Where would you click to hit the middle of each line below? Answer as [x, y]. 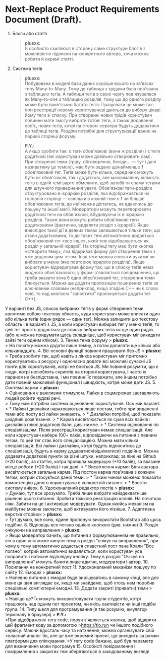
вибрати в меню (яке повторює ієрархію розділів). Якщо [84, 262]
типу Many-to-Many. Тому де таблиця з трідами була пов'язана [91, 88]
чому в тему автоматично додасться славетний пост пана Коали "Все [80, 546]
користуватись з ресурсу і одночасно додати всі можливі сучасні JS [78, 361]
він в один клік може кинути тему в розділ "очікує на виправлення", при [82, 540]
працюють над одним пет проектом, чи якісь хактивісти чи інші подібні [81, 604]
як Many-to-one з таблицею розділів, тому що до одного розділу [93, 99]
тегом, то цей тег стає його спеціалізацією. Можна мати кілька [72, 440]
